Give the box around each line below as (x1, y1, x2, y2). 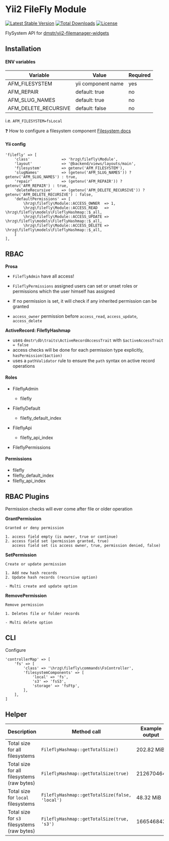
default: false (75, 104, 107, 111)
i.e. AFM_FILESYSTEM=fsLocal (5, 118, 63, 124)
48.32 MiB (136, 794, 161, 801)
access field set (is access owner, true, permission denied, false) (12, 543, 161, 548)
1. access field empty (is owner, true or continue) (5, 534, 118, 539)
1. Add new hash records (5, 570, 57, 576)
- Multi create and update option (5, 584, 78, 589)
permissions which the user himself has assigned (12, 288, 115, 294)
